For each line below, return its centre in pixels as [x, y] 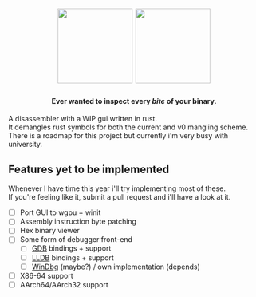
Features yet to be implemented [89, 169]
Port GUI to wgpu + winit [60, 212]
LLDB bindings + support [73, 257]
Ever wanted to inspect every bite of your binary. [134, 101]
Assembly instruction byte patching [78, 222]
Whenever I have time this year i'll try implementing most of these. [117, 188]
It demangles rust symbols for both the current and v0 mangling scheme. [128, 127]
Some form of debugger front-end [76, 240]
